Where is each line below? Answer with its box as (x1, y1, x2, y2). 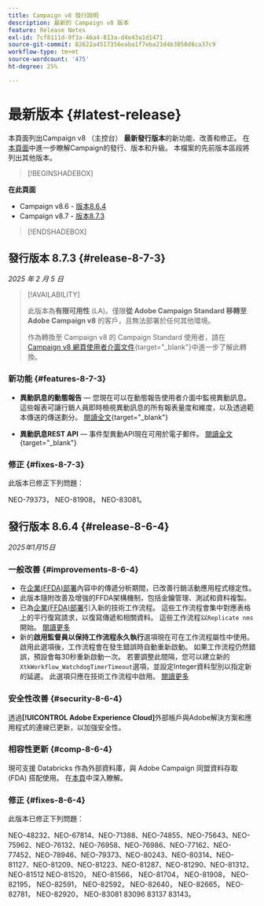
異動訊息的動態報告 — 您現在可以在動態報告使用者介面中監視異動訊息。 (19, 393, 251, 402)
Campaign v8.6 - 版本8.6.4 (19, 201, 107, 210)
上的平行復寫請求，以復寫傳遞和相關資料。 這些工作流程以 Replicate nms (19, 613, 254, 623)
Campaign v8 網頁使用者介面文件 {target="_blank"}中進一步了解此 (27, 342, 240, 352)
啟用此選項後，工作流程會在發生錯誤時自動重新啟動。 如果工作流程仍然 (19, 642, 249, 652)
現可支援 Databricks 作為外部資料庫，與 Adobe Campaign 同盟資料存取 (8, 763, 238, 773)
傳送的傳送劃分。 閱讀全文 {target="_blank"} (26, 412, 169, 422)
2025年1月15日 (8, 543, 56, 552)
